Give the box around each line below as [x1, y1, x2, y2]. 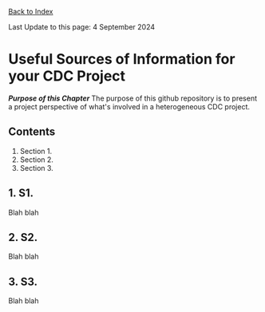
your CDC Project [8, 67, 126, 85]
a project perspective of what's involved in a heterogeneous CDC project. [8, 101, 250, 111]
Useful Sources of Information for [8, 50, 235, 69]
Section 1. [19, 146, 53, 156]
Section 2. [19, 155, 54, 164]
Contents [8, 125, 56, 139]
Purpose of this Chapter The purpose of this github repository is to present [8, 93, 258, 103]
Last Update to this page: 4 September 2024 [8, 22, 156, 31]
